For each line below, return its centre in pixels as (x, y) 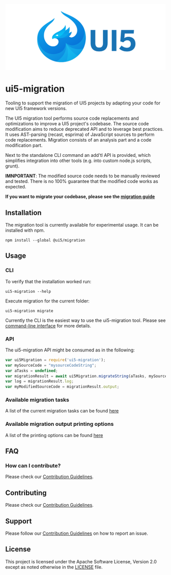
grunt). (12, 166)
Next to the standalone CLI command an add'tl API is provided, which (78, 155)
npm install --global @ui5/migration (45, 240)
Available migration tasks (37, 400)
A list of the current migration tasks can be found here (62, 411)
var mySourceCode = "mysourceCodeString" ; (51, 365)
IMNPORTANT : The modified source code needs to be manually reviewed (83, 176)
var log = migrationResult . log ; (39, 381)
